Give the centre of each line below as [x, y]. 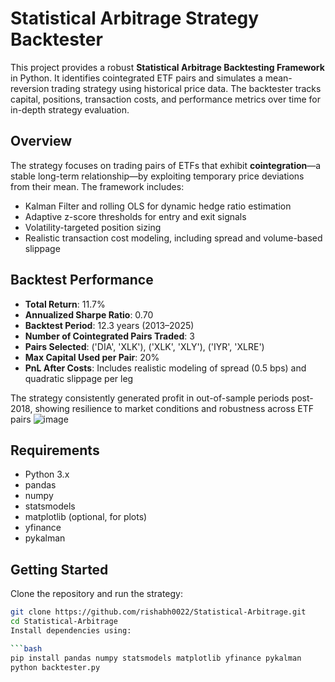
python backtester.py [55, 667]
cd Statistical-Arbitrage [64, 622]
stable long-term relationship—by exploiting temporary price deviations [157, 176]
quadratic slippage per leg [79, 378]
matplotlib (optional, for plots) [86, 517]
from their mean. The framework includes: [97, 186]
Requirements [55, 450]
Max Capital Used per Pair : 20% [92, 357]
